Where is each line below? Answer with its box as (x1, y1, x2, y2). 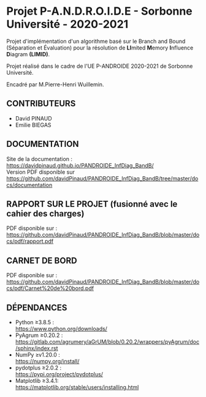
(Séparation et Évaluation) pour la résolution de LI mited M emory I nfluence (6, 44, 194, 51)
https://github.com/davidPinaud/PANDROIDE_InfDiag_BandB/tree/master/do (6, 174, 199, 182)
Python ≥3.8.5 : (15, 319, 55, 325)
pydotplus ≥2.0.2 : (15, 364, 62, 371)
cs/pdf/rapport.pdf (6, 237, 54, 245)
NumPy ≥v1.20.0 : (15, 351, 60, 358)
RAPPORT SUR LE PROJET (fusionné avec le (6, 199, 178, 209)
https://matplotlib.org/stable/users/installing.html (15, 384, 139, 391)
